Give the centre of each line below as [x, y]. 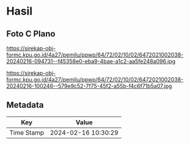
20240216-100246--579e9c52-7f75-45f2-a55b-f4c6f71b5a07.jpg [89, 86]
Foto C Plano [31, 34]
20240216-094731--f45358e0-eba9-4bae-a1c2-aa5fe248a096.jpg [91, 61]
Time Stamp [27, 132]
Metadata [25, 105]
